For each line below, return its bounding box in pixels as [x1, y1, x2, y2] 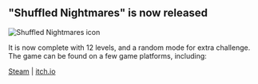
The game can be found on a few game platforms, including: [8, 51, 208, 60]
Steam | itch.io [8, 67, 56, 76]
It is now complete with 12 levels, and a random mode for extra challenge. [8, 43, 251, 52]
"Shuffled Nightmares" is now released [8, 6, 208, 20]
